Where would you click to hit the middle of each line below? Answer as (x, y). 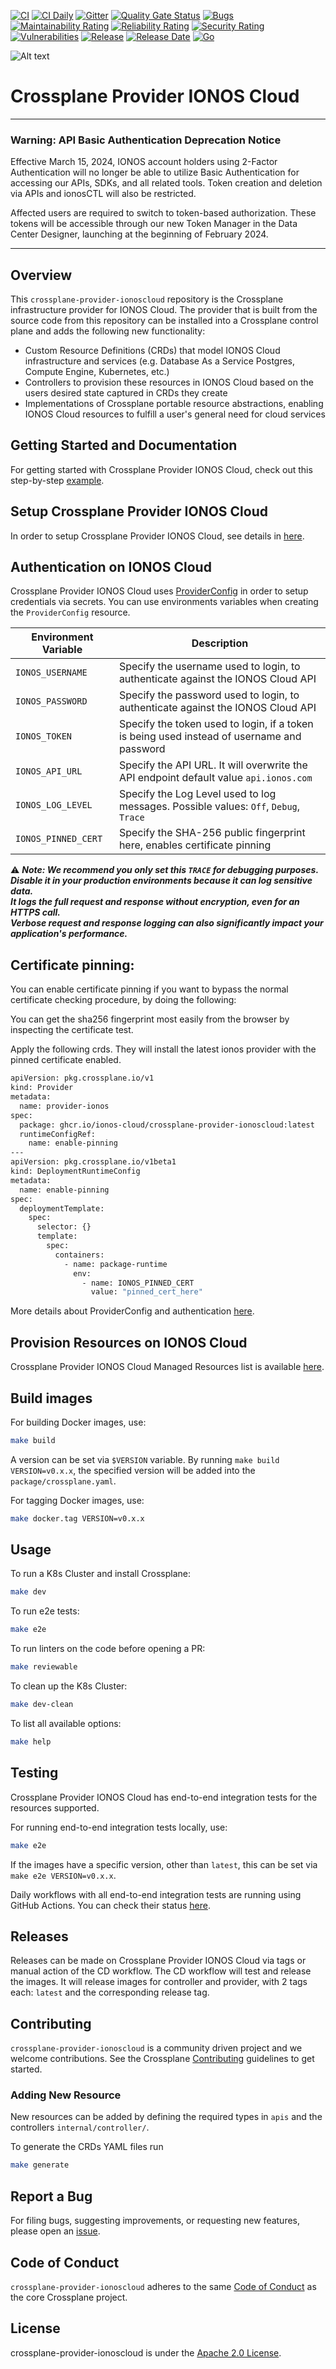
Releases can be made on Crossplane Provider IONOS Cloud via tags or (158, 1961)
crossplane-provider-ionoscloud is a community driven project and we (156, 2048)
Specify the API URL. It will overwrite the (213, 765)
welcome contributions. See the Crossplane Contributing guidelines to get (162, 2059)
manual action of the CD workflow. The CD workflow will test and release (161, 1971)
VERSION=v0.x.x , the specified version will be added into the (133, 1470)
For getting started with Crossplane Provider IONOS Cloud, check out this (161, 469)
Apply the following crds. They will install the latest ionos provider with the (163, 1049)
